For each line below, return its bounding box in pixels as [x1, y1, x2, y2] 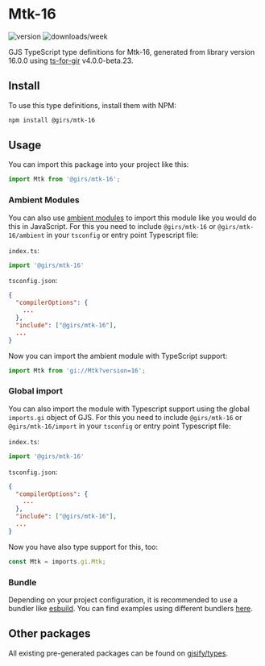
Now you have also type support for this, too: [8, 542, 159, 552]
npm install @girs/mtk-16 [8, 116, 95, 124]
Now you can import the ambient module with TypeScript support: [8, 351, 228, 360]
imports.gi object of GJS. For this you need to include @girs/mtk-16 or [8, 412, 242, 422]
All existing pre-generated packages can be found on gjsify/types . [8, 648, 228, 658]
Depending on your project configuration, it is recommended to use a [8, 594, 238, 605]
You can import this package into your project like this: [8, 160, 189, 169]
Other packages [8, 626, 91, 641]
